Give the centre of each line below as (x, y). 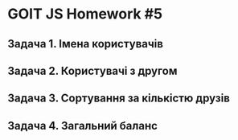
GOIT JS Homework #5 (85, 14)
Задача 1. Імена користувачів (86, 44)
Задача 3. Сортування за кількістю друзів (119, 99)
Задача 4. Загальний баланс (83, 126)
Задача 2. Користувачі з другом (92, 70)
